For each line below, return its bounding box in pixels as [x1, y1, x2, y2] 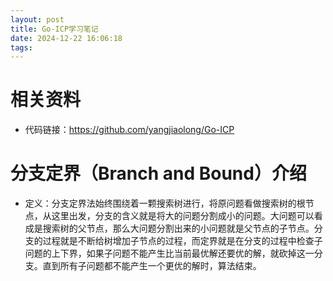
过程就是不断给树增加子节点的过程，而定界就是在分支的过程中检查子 [42, 235, 323, 247]
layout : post [10, 14, 65, 25]
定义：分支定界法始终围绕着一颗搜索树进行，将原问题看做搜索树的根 [24, 197, 306, 210]
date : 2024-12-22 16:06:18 [10, 33, 123, 43]
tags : [10, 42, 33, 53]
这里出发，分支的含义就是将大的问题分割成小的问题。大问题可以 [51, 210, 315, 222]
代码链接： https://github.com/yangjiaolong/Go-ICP [24, 124, 235, 136]
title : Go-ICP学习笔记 [10, 24, 99, 34]
